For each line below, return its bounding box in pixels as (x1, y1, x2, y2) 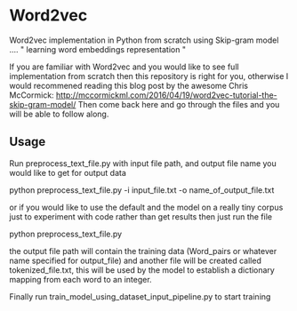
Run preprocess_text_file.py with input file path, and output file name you (9, 157, 277, 169)
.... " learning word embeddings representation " (9, 44, 187, 54)
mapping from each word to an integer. (9, 274, 153, 284)
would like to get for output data (9, 167, 127, 178)
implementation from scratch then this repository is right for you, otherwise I (9, 70, 289, 81)
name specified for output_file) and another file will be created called (9, 255, 262, 266)
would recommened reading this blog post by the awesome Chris (9, 80, 249, 91)
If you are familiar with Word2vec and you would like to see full (9, 61, 239, 72)
